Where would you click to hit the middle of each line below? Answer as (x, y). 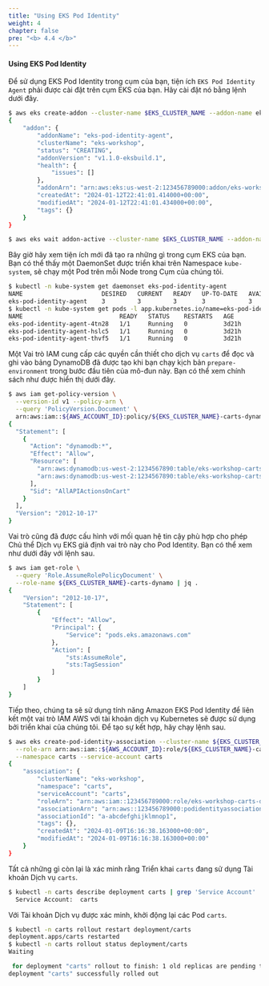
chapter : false (34, 30)
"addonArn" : (57, 188)
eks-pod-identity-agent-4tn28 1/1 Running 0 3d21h (125, 324)
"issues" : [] (72, 173)
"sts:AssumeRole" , (96, 657)
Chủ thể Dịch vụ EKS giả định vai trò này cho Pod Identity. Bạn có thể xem (130, 545)
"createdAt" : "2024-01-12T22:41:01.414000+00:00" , (123, 196)
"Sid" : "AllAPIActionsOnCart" (80, 491)
